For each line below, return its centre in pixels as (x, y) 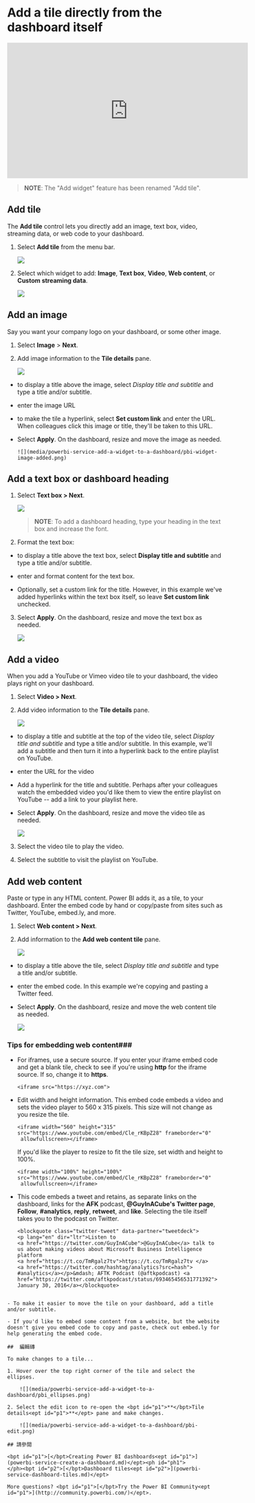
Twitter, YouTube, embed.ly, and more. (62, 913)
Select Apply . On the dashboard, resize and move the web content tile (117, 1007)
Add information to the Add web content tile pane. (89, 939)
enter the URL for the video (56, 772)
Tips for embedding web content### (70, 1044)
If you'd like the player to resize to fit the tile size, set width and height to (120, 1152)
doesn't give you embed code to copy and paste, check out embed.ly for (113, 1328)
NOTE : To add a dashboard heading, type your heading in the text (127, 522)
